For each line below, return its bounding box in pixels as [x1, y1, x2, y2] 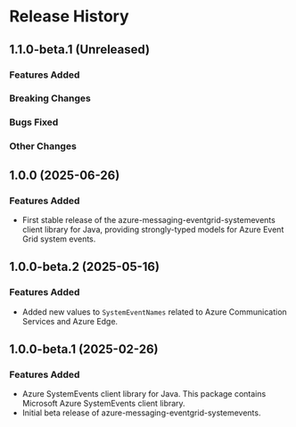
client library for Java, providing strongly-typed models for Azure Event [21, 224, 284, 234]
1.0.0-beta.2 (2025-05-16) [9, 259, 160, 275]
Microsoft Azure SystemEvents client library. [21, 398, 185, 409]
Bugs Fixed [9, 116, 59, 128]
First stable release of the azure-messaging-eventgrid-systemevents [21, 214, 276, 225]
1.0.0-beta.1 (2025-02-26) [9, 341, 159, 357]
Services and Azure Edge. [21, 316, 119, 326]
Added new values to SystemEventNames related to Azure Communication [21, 306, 287, 317]
